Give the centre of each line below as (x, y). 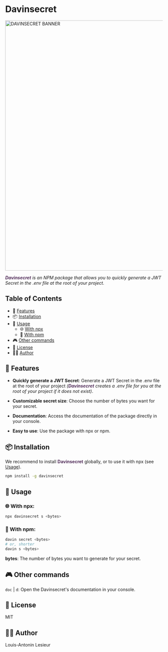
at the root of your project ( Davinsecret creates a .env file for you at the (87, 386)
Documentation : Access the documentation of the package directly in (85, 416)
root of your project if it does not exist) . (53, 391)
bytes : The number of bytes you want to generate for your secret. (73, 558)
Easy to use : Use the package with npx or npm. (61, 431)
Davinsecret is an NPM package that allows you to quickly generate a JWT (83, 277)
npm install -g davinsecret (34, 476)
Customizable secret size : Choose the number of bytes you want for (83, 401)
